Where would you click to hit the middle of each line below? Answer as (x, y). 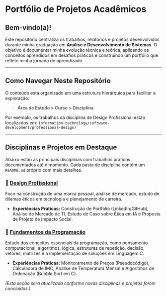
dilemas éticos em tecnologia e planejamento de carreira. (64, 199)
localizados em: (21, 122)
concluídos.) (18, 289)
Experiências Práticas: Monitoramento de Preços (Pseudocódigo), (81, 263)
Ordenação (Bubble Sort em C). (45, 274)
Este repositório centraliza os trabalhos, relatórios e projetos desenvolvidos (83, 39)
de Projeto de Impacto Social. (42, 219)
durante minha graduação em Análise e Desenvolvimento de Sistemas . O (81, 45)
